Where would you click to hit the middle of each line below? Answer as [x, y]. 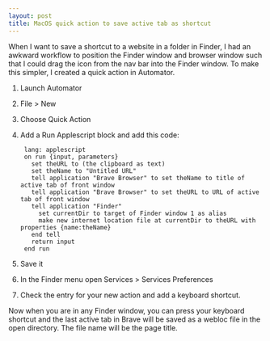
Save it [32, 263]
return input [53, 242]
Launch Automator [51, 88]
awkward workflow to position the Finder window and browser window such [135, 55]
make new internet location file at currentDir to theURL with [147, 220]
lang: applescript [55, 149]
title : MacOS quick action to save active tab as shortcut [110, 23]
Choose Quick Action [55, 119]
